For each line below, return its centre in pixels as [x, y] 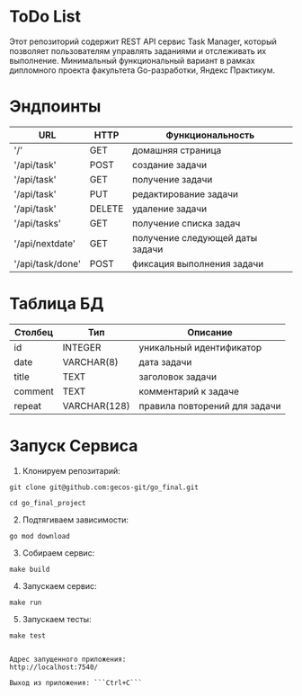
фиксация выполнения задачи [198, 263]
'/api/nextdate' [45, 243]
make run [26, 602]
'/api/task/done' [48, 263]
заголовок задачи [178, 377]
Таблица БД [57, 304]
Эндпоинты [55, 107]
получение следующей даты [195, 237]
